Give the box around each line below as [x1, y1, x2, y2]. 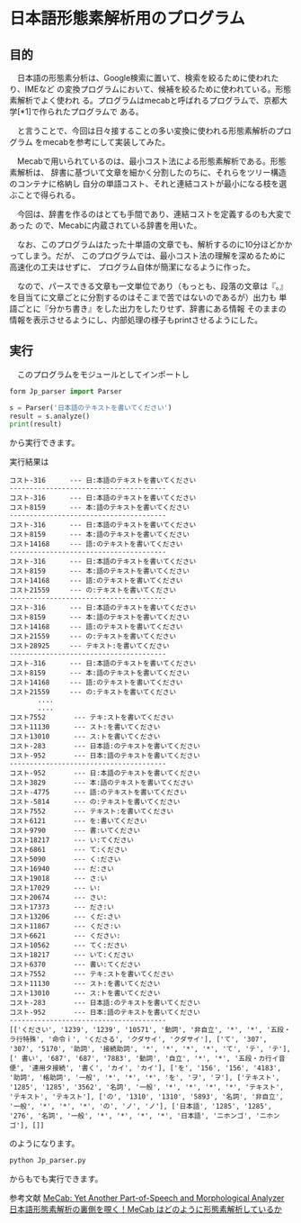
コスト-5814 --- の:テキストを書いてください [9, 798, 181, 807]
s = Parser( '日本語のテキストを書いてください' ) [9, 403, 173, 412]
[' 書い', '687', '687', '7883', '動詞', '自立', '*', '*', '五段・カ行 [9, 1055, 272, 1064]
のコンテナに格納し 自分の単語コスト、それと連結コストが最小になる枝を [9, 178, 279, 189]
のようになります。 [9, 1138, 80, 1149]
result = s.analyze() [9, 412, 91, 421]
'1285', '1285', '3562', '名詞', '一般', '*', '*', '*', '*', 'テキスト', [9, 1083, 285, 1092]
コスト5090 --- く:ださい [9, 855, 121, 865]
